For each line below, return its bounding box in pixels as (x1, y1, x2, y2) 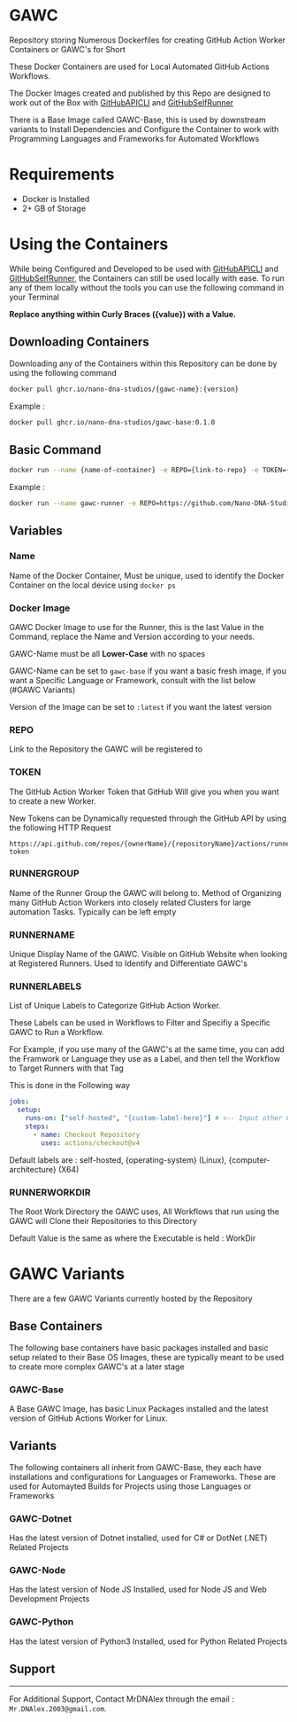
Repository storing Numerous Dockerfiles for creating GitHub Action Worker (9, 35, 286, 45)
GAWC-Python (9, 1616, 74, 1628)
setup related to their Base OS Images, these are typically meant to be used (9, 1352, 285, 1362)
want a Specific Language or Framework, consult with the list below (9, 674, 256, 685)
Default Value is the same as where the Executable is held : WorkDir (9, 1233, 256, 1243)
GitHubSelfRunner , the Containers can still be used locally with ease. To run (9, 272, 285, 284)
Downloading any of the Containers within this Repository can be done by (9, 358, 278, 369)
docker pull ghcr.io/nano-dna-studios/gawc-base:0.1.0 (9, 417, 216, 426)
